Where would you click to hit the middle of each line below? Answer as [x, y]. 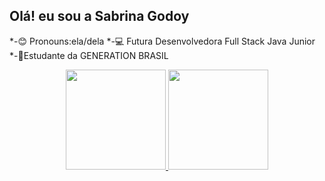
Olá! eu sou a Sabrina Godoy [99, 16]
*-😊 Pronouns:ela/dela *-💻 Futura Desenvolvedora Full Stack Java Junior [162, 41]
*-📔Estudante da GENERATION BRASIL [89, 55]
